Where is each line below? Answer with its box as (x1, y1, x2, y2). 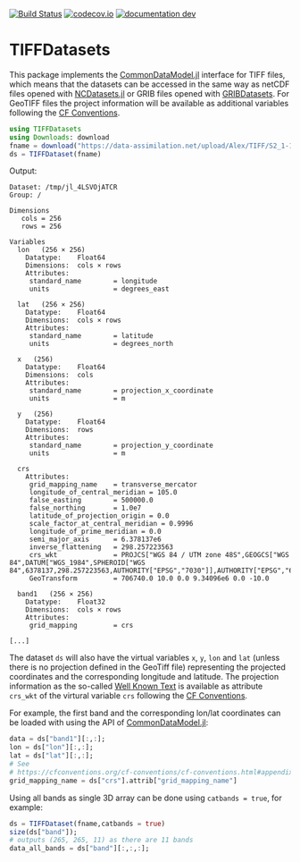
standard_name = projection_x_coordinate (29, 386, 214, 395)
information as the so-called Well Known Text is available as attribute (9, 680, 263, 692)
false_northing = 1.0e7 (29, 503, 142, 513)
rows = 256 (21, 222, 62, 232)
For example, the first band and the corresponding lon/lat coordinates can (9, 707, 281, 719)
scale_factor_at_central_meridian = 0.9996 (29, 520, 194, 528)
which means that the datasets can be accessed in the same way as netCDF (9, 79, 290, 89)
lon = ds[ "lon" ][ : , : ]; (9, 743, 94, 752)
